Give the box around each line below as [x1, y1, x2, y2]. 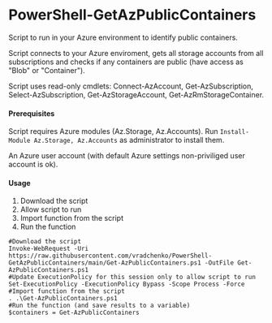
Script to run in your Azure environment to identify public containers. [8, 32, 238, 42]
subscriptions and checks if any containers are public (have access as [8, 57, 244, 67]
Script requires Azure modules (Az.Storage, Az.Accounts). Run [8, 127, 218, 136]
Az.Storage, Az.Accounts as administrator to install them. [33, 136, 225, 145]
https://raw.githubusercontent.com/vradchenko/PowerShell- [8, 252, 213, 261]
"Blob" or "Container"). [8, 65, 85, 75]
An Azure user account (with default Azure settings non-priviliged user [8, 151, 245, 161]
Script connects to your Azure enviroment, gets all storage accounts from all [8, 48, 264, 58]
